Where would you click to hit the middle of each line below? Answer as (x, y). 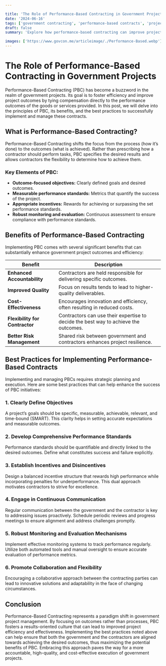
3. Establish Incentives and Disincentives (56, 465)
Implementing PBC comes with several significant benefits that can (73, 247)
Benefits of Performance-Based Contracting (75, 235)
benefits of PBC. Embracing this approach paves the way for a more (74, 648)
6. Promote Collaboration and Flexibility (54, 568)
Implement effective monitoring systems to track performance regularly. (78, 544)
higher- (145, 287)
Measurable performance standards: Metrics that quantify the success (85, 194)
